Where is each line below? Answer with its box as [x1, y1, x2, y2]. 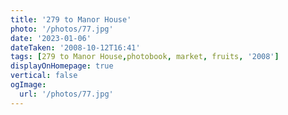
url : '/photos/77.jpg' [19, 89, 114, 99]
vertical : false [10, 71, 78, 81]
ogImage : [10, 80, 47, 90]
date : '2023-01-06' [10, 33, 92, 43]
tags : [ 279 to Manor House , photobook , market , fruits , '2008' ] [10, 52, 280, 62]
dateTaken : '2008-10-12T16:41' [10, 42, 141, 53]
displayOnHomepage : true [10, 61, 114, 71]
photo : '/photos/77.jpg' [10, 24, 114, 34]
